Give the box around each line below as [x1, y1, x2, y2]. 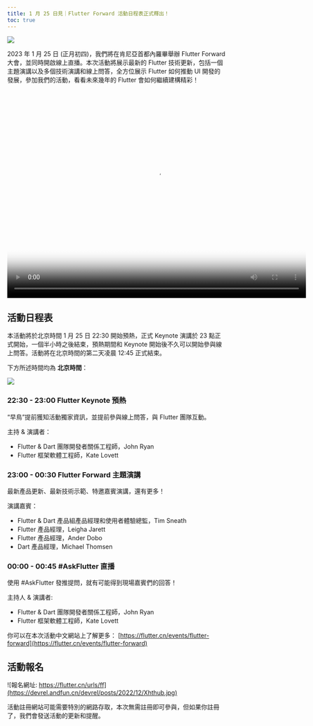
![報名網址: [7, 681, 38, 689]
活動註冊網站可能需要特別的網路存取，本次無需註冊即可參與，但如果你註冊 [7, 703, 220, 711]
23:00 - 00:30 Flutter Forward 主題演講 [7, 469, 141, 479]
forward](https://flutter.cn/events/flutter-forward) [7, 639, 147, 648]
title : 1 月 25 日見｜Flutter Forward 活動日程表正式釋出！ [7, 10, 170, 17]
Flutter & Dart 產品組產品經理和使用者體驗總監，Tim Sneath [17, 516, 187, 524]
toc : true [7, 17, 36, 24]
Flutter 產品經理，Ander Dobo [17, 533, 102, 542]
